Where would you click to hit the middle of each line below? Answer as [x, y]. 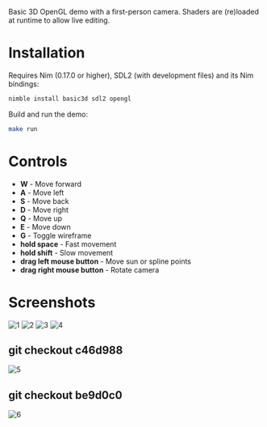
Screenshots [52, 302]
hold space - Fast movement [68, 244]
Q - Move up [41, 218]
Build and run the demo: [48, 114]
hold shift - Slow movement [67, 252]
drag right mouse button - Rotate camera [90, 269]
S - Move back [44, 201]
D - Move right [44, 209]
